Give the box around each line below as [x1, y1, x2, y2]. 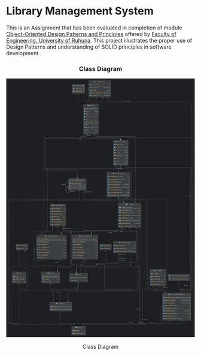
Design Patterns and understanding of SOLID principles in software [6, 43, 172, 50]
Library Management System [6, 4, 154, 18]
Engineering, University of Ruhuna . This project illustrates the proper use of [6, 37, 193, 44]
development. [6, 49, 40, 56]
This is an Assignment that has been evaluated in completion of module [6, 24, 182, 31]
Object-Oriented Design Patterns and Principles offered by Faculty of [6, 30, 176, 37]
